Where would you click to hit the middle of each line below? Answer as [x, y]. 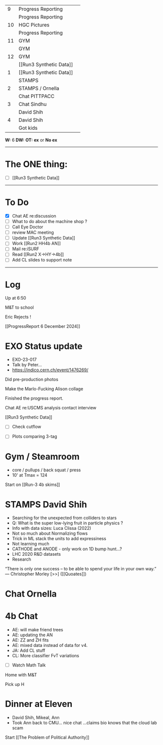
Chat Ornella [31, 594]
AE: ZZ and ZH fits [30, 640]
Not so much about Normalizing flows [50, 533]
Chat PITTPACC [37, 96]
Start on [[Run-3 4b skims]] [33, 484]
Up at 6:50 [16, 298]
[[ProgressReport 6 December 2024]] [43, 326]
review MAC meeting [33, 232]
